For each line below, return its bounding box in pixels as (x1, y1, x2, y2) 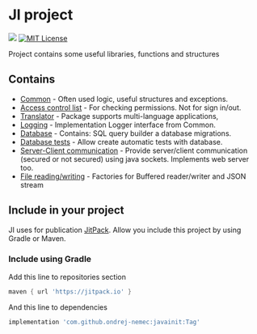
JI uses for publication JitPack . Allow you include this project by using (8, 225, 242, 235)
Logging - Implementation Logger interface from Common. (19, 120, 216, 129)
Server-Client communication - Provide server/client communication (19, 146, 248, 155)
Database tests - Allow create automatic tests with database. (19, 137, 223, 146)
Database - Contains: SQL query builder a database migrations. (19, 128, 232, 138)
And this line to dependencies (8, 302, 107, 312)
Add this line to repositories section (8, 272, 127, 281)
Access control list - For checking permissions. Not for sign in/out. (19, 103, 242, 112)
